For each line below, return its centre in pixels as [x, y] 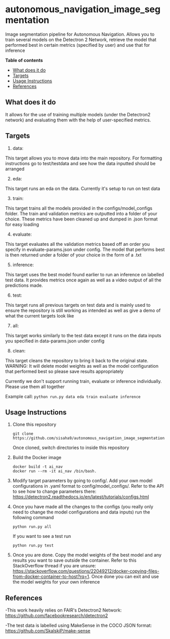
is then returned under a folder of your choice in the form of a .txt [73, 254]
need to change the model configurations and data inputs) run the [81, 512]
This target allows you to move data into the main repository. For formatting [84, 158]
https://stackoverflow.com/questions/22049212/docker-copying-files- [86, 571]
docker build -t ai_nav [38, 467]
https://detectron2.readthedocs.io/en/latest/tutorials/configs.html [81, 497]
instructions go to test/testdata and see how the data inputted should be [80, 163]
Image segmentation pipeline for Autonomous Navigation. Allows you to [80, 34]
